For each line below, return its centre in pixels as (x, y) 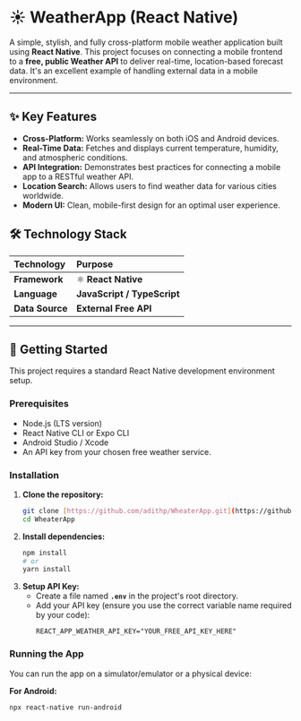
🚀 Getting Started (59, 349)
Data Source (41, 308)
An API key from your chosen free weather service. (117, 451)
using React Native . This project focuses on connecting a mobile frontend (146, 51)
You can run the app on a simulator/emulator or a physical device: (131, 674)
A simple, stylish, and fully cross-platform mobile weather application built (146, 42)
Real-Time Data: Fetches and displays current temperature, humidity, (150, 148)
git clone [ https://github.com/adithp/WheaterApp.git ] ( (129, 511)
